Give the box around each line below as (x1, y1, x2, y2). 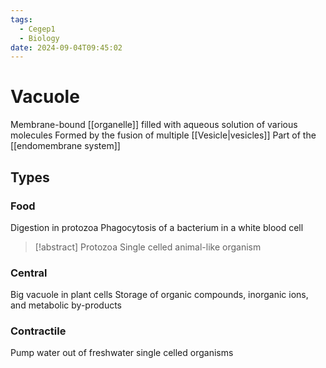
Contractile (10, 324, 67, 338)
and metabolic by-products (10, 299, 123, 311)
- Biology (19, 33, 60, 43)
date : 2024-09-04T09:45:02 (10, 42, 123, 53)
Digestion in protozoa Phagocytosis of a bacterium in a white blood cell (10, 221, 304, 233)
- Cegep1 (19, 24, 56, 34)
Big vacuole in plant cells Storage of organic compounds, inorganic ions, (10, 289, 309, 301)
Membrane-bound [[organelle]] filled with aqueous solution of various (10, 119, 298, 131)
